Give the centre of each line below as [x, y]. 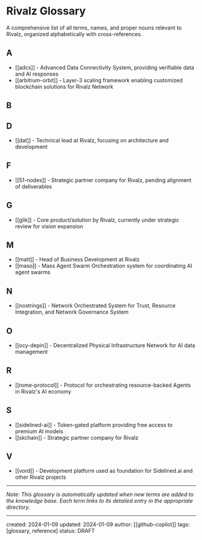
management [31, 352]
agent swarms [33, 272]
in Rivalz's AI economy [43, 391]
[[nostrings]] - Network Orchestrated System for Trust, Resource [95, 306]
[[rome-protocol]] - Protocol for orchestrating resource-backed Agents [103, 385]
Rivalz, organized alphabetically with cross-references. [74, 34]
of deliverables [33, 186]
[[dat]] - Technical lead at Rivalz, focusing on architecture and [92, 140]
